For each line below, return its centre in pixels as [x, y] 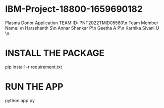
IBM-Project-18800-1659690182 [74, 9]
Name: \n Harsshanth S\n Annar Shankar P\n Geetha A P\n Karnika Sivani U [82, 28]
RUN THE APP [34, 87]
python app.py [20, 100]
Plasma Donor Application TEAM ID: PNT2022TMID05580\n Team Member [82, 23]
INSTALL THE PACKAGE [55, 53]
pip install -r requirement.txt [34, 67]
